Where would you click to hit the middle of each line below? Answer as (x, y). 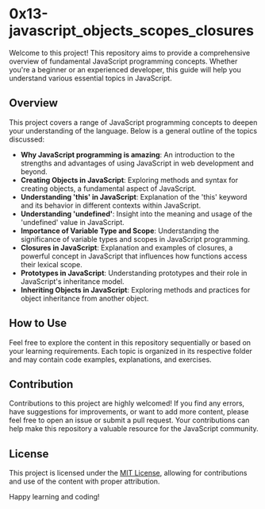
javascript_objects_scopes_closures (132, 31)
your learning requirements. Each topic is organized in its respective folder (131, 351)
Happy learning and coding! (54, 497)
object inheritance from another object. (84, 298)
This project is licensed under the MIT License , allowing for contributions (128, 473)
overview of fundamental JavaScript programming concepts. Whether (123, 61)
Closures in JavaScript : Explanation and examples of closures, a (127, 247)
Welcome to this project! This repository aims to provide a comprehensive (130, 52)
